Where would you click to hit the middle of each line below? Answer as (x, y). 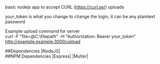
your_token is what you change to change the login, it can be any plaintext (80, 16)
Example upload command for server (42, 31)
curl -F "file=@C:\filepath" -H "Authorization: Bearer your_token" (70, 36)
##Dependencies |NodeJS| (33, 51)
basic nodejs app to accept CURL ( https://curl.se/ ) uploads (65, 7)
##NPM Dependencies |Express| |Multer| (47, 56)
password (15, 22)
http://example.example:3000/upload (43, 42)
